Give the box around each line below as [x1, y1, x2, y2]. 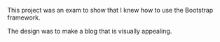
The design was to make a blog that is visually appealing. [7, 27, 172, 35]
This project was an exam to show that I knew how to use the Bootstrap [7, 6, 214, 14]
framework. [7, 13, 41, 22]
